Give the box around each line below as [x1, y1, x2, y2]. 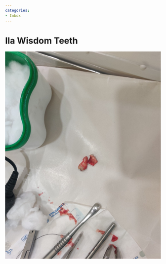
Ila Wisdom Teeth [5, 35, 78, 46]
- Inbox [5, 13, 21, 18]
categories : [5, 8, 30, 13]
